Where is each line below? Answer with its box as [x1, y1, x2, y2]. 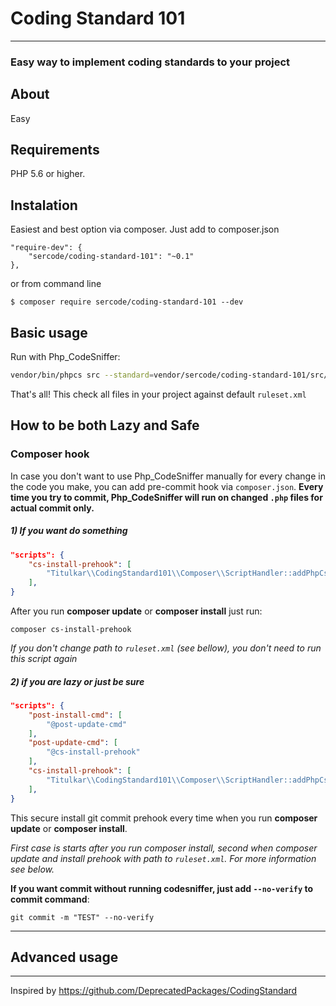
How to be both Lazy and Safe [10, 417, 200, 434]
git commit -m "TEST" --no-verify [10, 912, 155, 922]
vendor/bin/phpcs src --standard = [10, 370, 155, 381]
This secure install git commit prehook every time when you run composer [10, 812, 318, 824]
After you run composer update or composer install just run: [10, 605, 263, 617]
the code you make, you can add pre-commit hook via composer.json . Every [10, 480, 324, 492]
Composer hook [10, 447, 90, 461]
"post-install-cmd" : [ [28, 710, 123, 720]
